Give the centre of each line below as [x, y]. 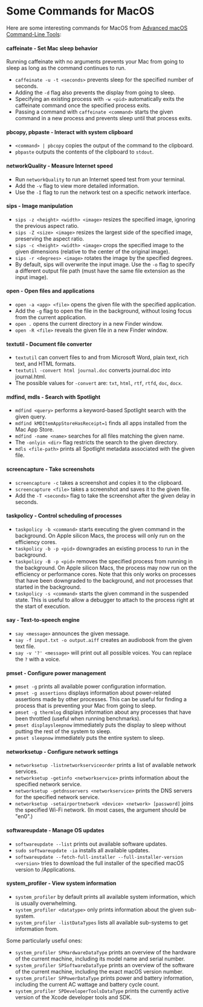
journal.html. [31, 377]
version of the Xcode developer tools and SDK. [73, 997]
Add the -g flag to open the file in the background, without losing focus [103, 311]
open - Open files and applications [50, 291]
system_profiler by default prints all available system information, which [105, 896]
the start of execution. [43, 606]
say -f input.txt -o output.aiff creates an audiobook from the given [104, 639]
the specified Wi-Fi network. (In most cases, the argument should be [101, 810]
